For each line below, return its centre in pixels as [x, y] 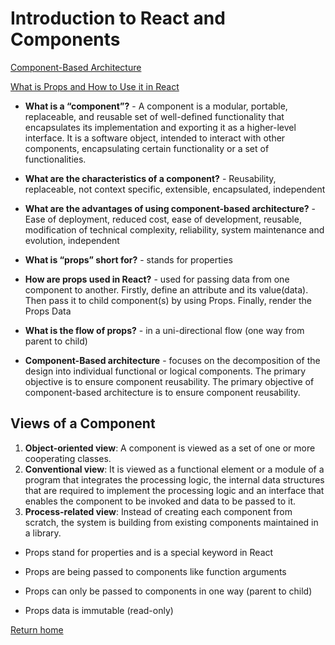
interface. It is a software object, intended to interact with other [155, 138]
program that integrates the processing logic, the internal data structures [174, 479]
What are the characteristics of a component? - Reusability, [150, 178]
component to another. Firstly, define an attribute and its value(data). [166, 289]
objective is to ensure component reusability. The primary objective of [169, 381]
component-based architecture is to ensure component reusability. [162, 392]
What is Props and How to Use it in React [95, 86]
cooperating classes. [68, 458]
